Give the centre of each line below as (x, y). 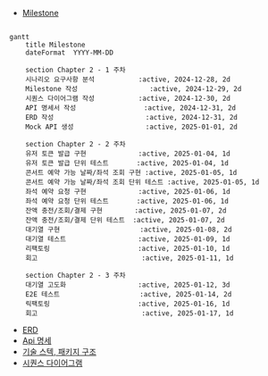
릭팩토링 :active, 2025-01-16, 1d (128, 304)
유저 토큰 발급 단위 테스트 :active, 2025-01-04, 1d (127, 163)
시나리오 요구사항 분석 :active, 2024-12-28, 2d (128, 79)
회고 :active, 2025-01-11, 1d (130, 258)
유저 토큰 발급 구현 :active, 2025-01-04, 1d (128, 154)
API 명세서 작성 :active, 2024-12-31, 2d (131, 108)
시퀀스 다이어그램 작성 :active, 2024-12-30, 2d (128, 98)
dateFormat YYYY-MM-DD (70, 53)
